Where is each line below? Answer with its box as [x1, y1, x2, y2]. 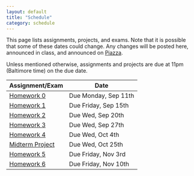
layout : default [6, 8, 47, 15]
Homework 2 [9, 111, 46, 120]
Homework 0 [9, 91, 46, 100]
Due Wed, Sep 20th [68, 111, 124, 120]
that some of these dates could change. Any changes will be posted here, [6, 43, 189, 50]
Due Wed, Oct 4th [68, 130, 120, 139]
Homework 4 [9, 130, 46, 139]
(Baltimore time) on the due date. [6, 67, 88, 74]
